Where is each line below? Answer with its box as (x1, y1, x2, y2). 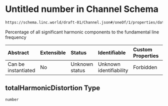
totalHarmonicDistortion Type (5, 84, 100, 93)
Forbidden (133, 64, 157, 71)
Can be (7, 61, 25, 68)
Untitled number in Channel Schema (5, 3, 158, 15)
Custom (133, 46, 152, 53)
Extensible (39, 49, 66, 56)
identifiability (97, 67, 128, 74)
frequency (5, 34, 26, 40)
